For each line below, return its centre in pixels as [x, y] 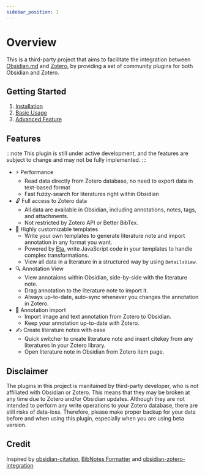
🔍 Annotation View [39, 269]
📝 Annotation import [40, 310]
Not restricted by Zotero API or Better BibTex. [81, 223]
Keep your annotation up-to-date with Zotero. [82, 323]
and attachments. [47, 216]
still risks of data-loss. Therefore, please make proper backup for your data [101, 412]
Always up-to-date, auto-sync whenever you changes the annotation [111, 297]
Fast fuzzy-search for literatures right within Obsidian [91, 194]
